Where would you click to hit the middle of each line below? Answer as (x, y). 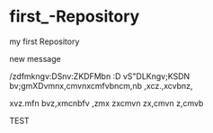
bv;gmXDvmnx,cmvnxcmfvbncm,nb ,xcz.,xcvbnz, (101, 85)
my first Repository (44, 41)
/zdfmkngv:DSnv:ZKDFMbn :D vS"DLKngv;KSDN (100, 76)
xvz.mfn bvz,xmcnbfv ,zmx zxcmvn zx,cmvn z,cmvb (106, 103)
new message (35, 58)
